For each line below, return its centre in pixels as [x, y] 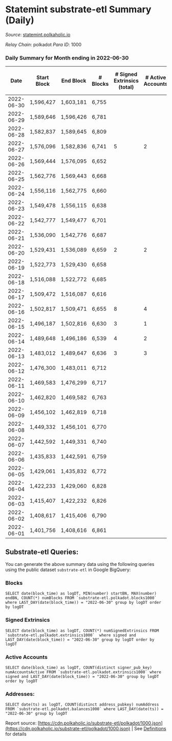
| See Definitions [149, 729]
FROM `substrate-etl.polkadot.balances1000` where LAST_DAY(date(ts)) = [84, 709]
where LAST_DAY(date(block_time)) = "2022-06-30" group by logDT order [83, 603]
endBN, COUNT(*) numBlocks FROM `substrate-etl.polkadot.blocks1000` [81, 598]
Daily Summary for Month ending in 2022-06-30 [67, 58]
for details [16, 734]
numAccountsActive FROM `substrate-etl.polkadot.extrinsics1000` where [83, 672]
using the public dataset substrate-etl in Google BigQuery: [68, 570]
